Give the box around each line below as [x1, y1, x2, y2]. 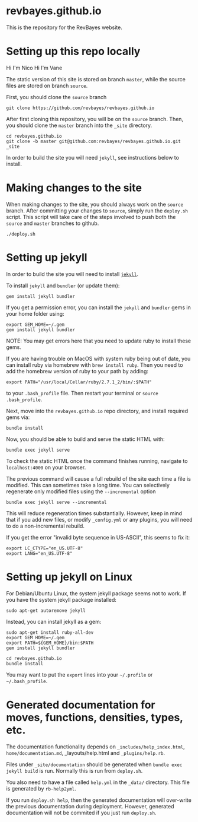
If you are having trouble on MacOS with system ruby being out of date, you [6, 355, 191, 362]
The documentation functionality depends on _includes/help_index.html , [6, 743, 185, 750]
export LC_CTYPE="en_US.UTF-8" [6, 545, 83, 551]
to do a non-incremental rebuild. [6, 522, 85, 529]
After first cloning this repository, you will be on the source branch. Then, [6, 115, 184, 122]
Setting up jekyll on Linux [6, 570, 133, 583]
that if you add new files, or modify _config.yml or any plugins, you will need [6, 516, 193, 523]
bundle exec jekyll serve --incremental [6, 499, 108, 505]
